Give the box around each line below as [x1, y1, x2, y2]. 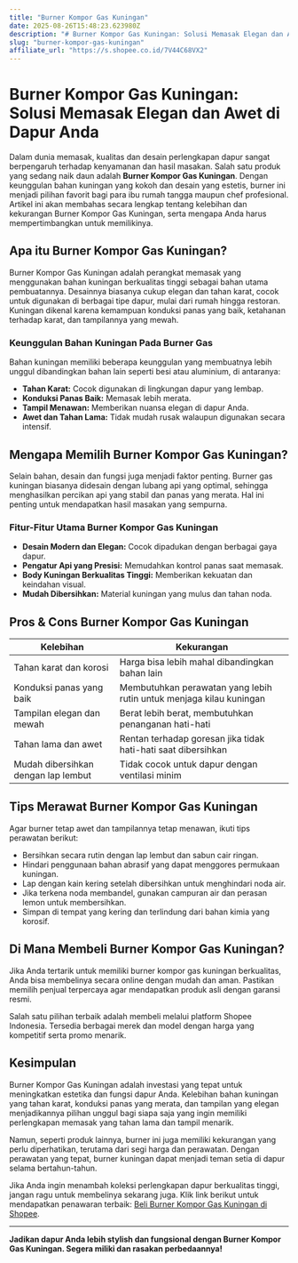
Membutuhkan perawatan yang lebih [119, 681, 272, 694]
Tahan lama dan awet [13, 738, 103, 751]
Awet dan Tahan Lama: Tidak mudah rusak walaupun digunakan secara [21, 412, 286, 422]
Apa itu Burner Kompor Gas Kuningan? [9, 244, 228, 259]
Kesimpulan [9, 1056, 77, 1071]
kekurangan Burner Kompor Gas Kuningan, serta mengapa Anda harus [9, 208, 267, 219]
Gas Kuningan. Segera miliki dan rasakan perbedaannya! [9, 1243, 223, 1254]
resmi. [9, 994, 33, 1004]
